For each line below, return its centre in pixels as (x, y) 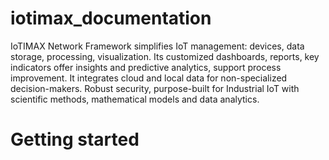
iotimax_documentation (111, 18)
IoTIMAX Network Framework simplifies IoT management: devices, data (157, 46)
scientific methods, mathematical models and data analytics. (135, 99)
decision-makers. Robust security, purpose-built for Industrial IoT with (155, 88)
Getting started (75, 139)
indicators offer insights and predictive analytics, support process (146, 67)
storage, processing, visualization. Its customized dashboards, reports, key (165, 56)
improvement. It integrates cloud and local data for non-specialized (149, 78)
